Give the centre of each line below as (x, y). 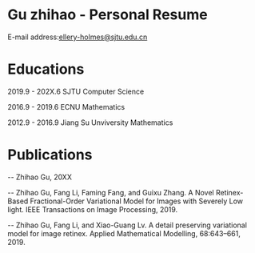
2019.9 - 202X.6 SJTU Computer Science (76, 91)
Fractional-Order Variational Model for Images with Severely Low (137, 201)
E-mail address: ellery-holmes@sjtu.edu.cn (78, 37)
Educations (46, 69)
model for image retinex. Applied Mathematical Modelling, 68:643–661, (124, 233)
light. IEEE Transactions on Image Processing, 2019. (93, 209)
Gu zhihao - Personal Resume (108, 15)
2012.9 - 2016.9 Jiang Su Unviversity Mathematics (90, 122)
